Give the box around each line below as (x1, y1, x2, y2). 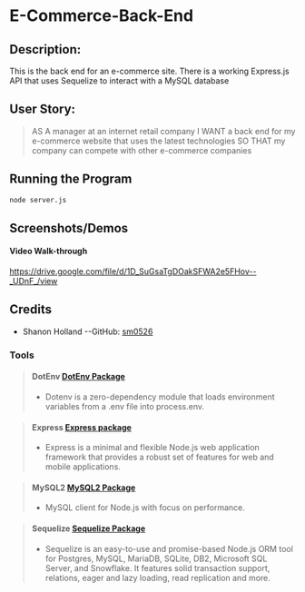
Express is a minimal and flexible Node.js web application (44, 442, 261, 453)
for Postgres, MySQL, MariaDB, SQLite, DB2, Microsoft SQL (44, 553, 268, 564)
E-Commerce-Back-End (9, 5, 193, 26)
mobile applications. (44, 461, 121, 472)
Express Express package (31, 421, 132, 432)
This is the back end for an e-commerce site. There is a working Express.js (9, 65, 290, 76)
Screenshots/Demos (9, 220, 129, 236)
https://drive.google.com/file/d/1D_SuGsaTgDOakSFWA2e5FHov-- (9, 266, 257, 277)
